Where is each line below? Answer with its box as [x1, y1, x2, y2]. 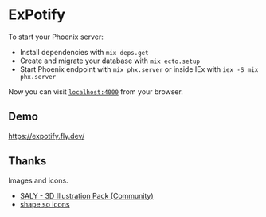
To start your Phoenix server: [8, 32, 104, 41]
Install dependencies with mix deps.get [19, 47, 149, 57]
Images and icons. [8, 176, 69, 185]
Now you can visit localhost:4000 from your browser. [8, 86, 183, 97]
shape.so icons [19, 199, 70, 209]
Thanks [8, 154, 47, 168]
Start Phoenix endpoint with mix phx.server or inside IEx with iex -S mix [19, 64, 259, 73]
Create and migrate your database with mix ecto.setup [19, 56, 201, 65]
